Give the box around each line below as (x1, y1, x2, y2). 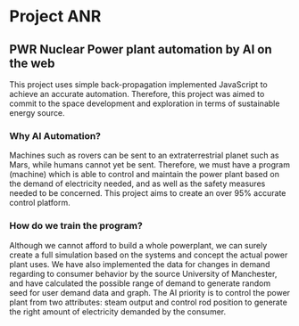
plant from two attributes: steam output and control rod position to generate (9, 297, 287, 307)
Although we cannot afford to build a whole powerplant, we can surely (9, 240, 268, 250)
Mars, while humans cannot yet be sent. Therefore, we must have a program (9, 159, 290, 170)
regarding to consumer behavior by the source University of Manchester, (9, 268, 278, 279)
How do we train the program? (9, 220, 143, 232)
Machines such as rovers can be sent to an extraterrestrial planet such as (9, 150, 279, 161)
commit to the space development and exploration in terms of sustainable (9, 98, 280, 109)
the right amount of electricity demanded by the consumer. (9, 306, 227, 317)
